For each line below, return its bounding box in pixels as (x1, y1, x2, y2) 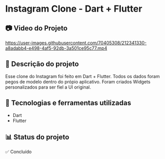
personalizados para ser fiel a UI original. (5, 84, 91, 90)
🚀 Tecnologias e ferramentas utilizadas (5, 99, 131, 107)
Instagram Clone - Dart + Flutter (5, 3, 143, 15)
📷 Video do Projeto (5, 24, 68, 32)
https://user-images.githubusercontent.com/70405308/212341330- (5, 40, 147, 46)
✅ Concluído (5, 149, 32, 155)
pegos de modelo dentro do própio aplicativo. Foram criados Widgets (5, 78, 151, 85)
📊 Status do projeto (5, 133, 70, 142)
